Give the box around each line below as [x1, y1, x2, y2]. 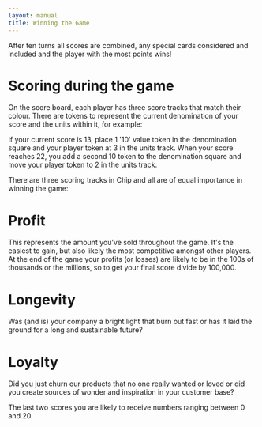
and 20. [8, 411, 33, 421]
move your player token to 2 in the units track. [8, 160, 158, 170]
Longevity [8, 290, 77, 308]
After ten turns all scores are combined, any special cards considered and [8, 40, 249, 50]
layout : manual [8, 11, 58, 20]
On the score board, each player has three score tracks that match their [8, 103, 241, 112]
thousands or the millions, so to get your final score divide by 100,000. [8, 263, 237, 273]
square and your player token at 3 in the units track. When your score [8, 143, 234, 153]
